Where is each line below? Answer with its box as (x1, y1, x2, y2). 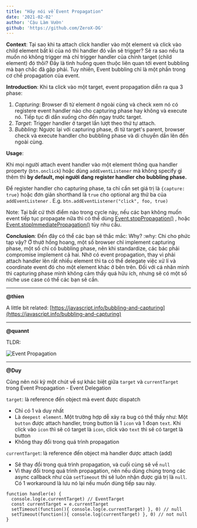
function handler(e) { (6, 491, 62, 497)
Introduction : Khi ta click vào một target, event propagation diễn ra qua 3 (6, 83, 184, 91)
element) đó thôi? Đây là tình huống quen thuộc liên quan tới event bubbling (6, 60, 189, 67)
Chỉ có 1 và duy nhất (14, 407, 64, 414)
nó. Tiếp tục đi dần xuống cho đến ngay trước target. (14, 114, 142, 121)
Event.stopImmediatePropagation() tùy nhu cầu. (6, 221, 122, 229)
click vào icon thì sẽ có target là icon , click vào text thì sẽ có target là (14, 426, 184, 433)
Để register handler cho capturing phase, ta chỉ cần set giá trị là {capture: (6, 185, 185, 192)
